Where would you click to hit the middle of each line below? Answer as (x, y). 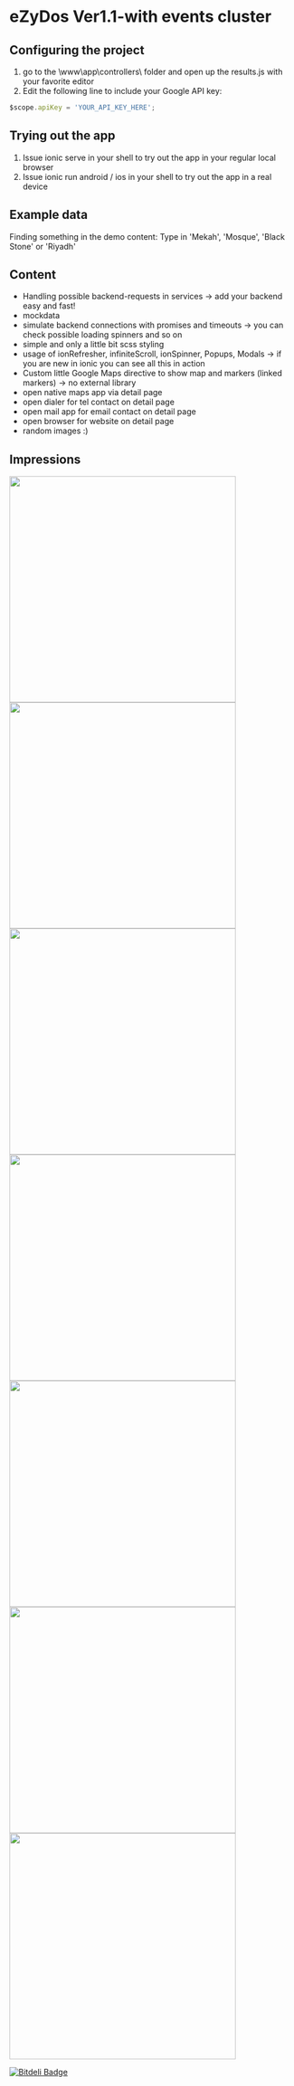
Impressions (45, 459)
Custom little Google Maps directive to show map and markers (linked (152, 374)
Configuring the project (77, 50)
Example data (49, 215)
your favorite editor (58, 81)
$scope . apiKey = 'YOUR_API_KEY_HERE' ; (82, 108)
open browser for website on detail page (98, 422)
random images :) (55, 431)
